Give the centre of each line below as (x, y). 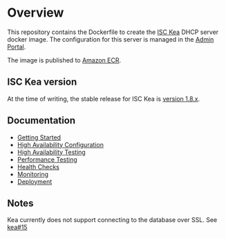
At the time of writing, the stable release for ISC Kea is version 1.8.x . (104, 99)
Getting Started (39, 137)
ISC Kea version (42, 82)
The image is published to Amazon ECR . (64, 60)
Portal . (17, 46)
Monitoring (32, 174)
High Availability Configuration (60, 144)
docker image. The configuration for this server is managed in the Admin (111, 39)
